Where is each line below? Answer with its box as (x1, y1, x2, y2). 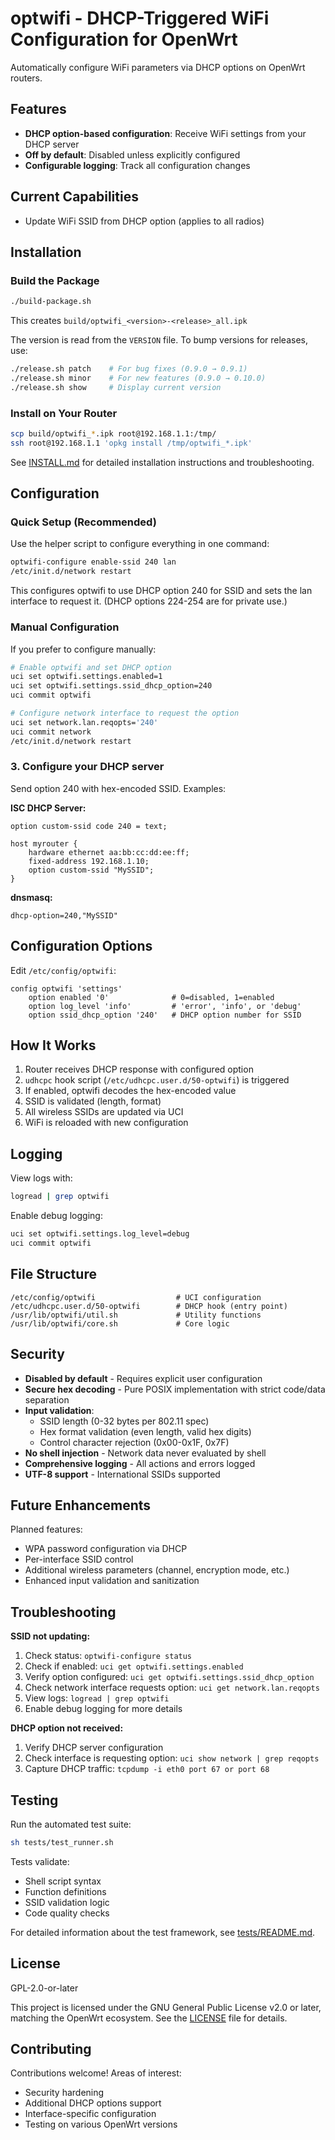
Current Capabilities (10, 188, 139, 206)
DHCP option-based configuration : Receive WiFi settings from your (24, 127, 307, 139)
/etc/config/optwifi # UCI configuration (10, 1292, 262, 1302)
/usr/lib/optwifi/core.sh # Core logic (10, 1318, 230, 1329)
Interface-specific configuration (24, 2108, 157, 2120)
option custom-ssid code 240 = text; (10, 821, 168, 831)
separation (24, 1393, 70, 1406)
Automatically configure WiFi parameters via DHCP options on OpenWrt (10, 61, 306, 73)
